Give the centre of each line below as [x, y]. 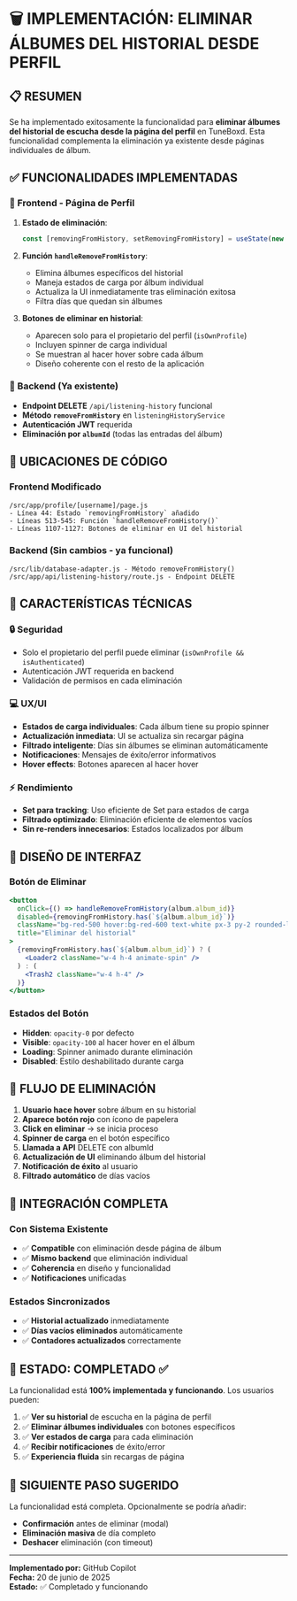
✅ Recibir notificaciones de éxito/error [94, 1447]
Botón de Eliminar [48, 881]
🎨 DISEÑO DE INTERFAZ [75, 857]
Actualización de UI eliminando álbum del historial [114, 1157]
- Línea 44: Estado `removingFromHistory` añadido [104, 513]
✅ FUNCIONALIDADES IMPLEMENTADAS [124, 178]
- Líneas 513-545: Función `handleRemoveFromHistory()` [114, 520]
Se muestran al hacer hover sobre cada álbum [119, 354]
